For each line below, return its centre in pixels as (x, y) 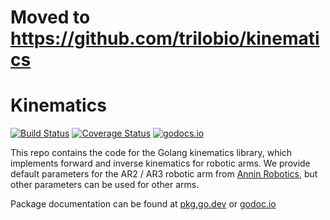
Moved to (50, 17)
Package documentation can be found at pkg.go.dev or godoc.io (143, 204)
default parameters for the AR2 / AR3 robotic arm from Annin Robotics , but (164, 174)
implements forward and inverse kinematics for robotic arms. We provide (160, 163)
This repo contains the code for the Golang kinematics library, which (151, 153)
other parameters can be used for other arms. (105, 185)
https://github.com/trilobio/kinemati (165, 38)
